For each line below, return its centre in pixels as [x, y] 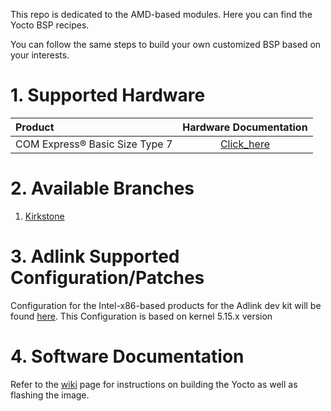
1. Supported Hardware [108, 95]
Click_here [244, 144]
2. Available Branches [102, 188]
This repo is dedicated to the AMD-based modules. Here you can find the [161, 14]
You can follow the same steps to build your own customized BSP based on [166, 44]
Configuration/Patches [107, 278]
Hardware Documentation [245, 127]
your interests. [40, 55]
